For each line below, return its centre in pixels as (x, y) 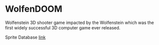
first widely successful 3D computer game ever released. (63, 27)
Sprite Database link (25, 37)
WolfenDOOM (34, 9)
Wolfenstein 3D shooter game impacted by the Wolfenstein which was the (79, 22)
